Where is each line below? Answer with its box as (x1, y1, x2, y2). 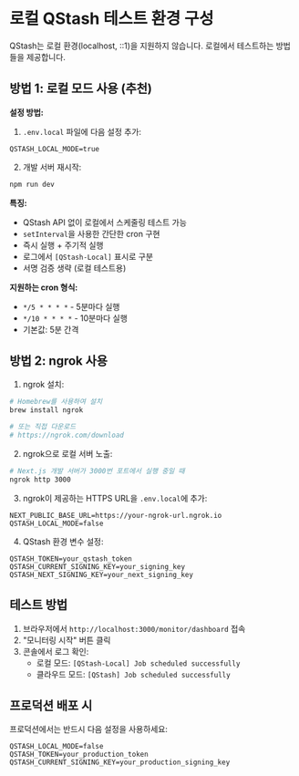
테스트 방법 (9, 597, 68, 613)
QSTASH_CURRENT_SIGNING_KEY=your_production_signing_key (9, 758, 231, 767)
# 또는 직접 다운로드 (9, 422, 77, 431)
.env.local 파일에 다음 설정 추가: (22, 126, 142, 137)
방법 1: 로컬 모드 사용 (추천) (9, 81, 152, 97)
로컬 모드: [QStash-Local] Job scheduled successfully (36, 657, 241, 668)
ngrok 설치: (22, 379, 65, 390)
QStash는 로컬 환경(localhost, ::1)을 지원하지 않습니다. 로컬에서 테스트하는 (9, 40, 274, 51)
